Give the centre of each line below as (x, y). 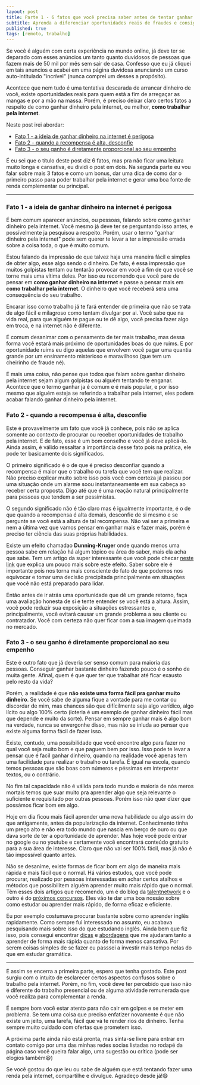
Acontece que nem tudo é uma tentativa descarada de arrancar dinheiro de (99, 88)
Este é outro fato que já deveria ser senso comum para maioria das (88, 663)
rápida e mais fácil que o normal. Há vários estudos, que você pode (89, 873)
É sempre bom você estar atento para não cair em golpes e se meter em (95, 1008)
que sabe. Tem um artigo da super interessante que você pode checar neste (100, 558)
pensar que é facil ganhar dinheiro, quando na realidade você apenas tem (97, 755)
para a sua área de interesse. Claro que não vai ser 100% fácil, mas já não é (99, 849)
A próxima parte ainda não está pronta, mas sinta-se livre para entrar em (95, 1039)
